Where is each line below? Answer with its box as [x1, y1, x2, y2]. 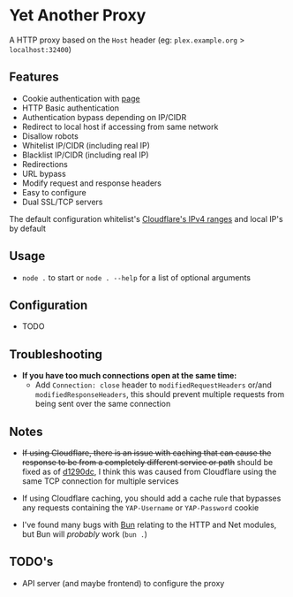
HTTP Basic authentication [21, 103, 119, 113]
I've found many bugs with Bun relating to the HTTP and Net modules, [21, 519, 277, 530]
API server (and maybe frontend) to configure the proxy [21, 578, 225, 588]
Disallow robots [21, 130, 79, 142]
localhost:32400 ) [9, 43, 72, 54]
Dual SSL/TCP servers [21, 196, 103, 207]
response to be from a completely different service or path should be [21, 457, 274, 467]
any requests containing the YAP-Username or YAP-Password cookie [21, 502, 259, 513]
